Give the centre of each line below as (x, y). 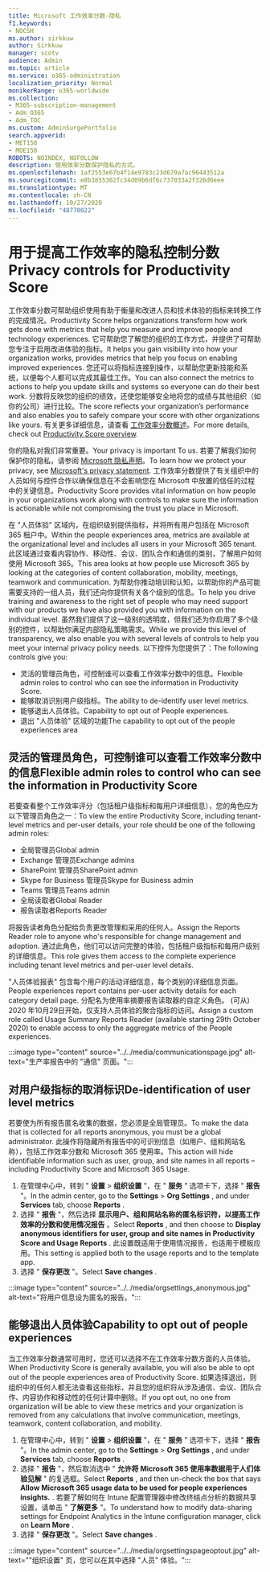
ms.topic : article (39, 68)
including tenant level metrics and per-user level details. (101, 965)
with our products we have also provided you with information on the (122, 610)
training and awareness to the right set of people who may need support (128, 601)
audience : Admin (35, 61)
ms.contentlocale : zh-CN (50, 195)
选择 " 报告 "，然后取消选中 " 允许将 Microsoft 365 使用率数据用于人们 (137, 1468)
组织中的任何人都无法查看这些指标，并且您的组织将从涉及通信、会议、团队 (131, 1387)
